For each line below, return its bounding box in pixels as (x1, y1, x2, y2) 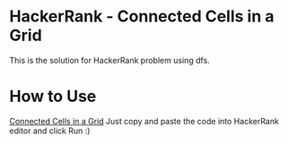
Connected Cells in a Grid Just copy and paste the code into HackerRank (9, 115, 280, 126)
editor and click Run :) (9, 125, 91, 136)
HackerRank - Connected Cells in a (9, 6, 275, 27)
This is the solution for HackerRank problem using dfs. (9, 55, 211, 65)
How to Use (9, 87, 97, 106)
